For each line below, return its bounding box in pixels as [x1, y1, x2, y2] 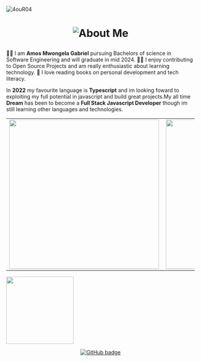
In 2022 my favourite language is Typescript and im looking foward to [6, 87, 179, 94]
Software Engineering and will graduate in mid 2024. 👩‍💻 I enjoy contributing [6, 56, 193, 63]
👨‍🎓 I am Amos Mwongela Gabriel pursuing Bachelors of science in [6, 50, 172, 57]
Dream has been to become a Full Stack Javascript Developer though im [6, 99, 188, 107]
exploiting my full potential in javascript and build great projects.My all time [6, 93, 191, 100]
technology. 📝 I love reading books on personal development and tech [6, 69, 179, 76]
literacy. [6, 75, 26, 82]
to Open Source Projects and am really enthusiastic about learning [6, 63, 170, 70]
